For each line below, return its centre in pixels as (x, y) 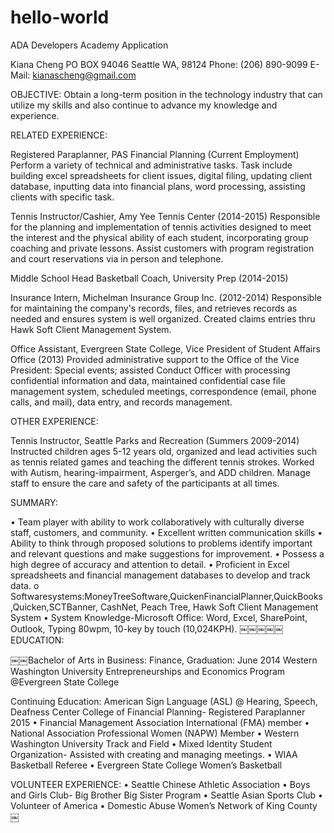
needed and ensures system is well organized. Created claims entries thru (163, 318)
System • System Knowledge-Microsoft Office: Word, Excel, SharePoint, (159, 617)
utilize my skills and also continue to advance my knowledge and (144, 105)
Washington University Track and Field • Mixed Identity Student (141, 743)
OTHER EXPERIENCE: (54, 421)
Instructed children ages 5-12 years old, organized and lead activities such (164, 451)
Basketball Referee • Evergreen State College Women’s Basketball (146, 765)
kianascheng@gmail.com (84, 75)
